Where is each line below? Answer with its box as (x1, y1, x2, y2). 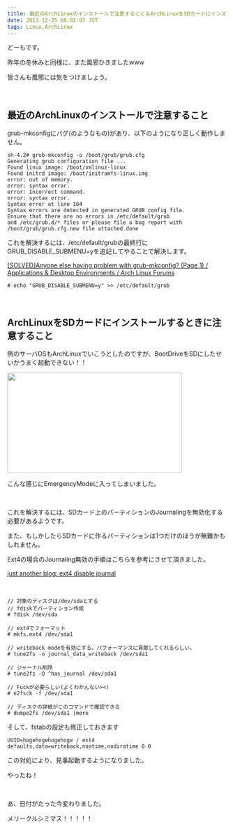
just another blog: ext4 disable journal (7, 569, 116, 578)
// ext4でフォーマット (7, 625, 66, 632)
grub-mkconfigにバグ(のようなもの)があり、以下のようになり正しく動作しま (7, 129, 226, 137)
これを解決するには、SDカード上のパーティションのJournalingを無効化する (7, 508, 223, 516)
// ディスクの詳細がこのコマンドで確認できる (7, 704, 121, 711)
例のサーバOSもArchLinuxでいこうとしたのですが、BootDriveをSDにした (7, 349, 216, 358)
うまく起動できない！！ (19, 358, 87, 366)
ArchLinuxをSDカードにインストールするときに (7, 316, 213, 328)
